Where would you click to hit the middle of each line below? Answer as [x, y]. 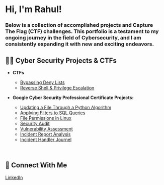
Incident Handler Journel [46, 140]
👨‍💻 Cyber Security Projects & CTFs [61, 60]
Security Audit [35, 123]
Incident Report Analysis [45, 134]
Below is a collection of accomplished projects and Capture [79, 25]
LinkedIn [14, 177]
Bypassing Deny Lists [42, 82]
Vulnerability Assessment [46, 129]
